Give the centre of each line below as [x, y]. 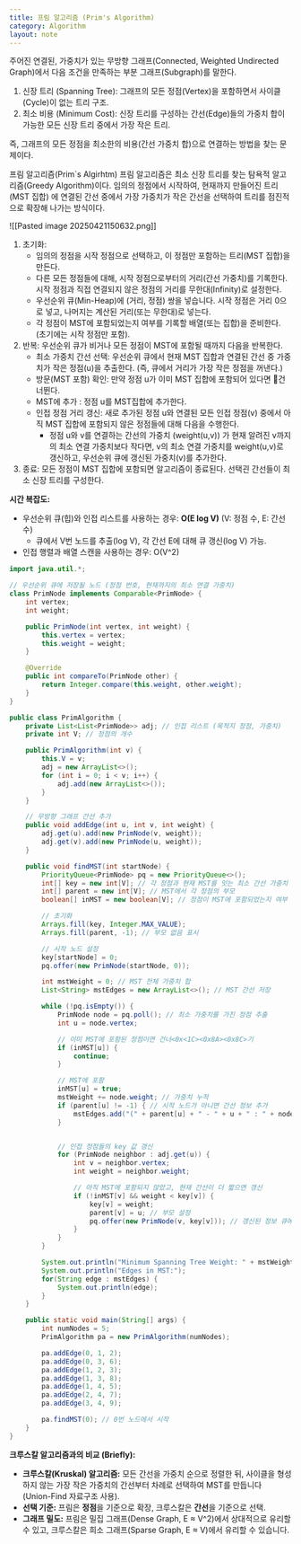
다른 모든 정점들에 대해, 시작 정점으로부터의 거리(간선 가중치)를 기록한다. [162, 278]
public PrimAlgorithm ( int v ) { [84, 751]
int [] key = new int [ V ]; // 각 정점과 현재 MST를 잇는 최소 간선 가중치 [165, 883]
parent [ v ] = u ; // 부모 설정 [140, 1213]
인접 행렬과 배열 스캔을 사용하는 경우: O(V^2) [101, 552]
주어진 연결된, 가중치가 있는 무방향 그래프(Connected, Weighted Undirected [144, 61]
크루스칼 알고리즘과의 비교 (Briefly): [73, 1454]
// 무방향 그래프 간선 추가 [68, 817]
